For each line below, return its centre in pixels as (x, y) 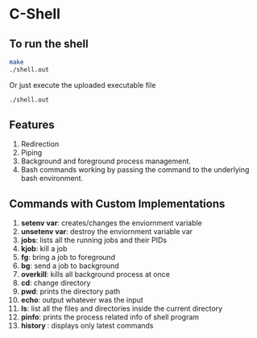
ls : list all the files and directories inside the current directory (122, 309)
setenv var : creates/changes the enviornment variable (111, 223)
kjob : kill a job (44, 249)
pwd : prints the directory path (70, 291)
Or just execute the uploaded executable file (83, 84)
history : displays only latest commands (87, 326)
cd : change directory (56, 283)
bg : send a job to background (70, 266)
